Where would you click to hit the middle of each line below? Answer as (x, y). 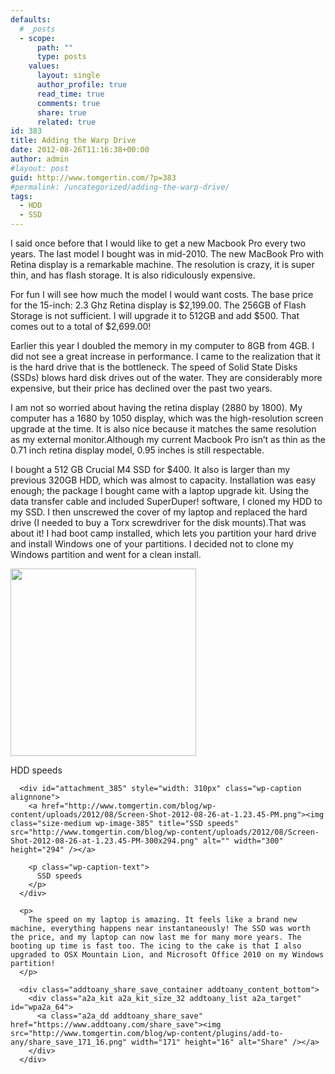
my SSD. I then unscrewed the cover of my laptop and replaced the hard (159, 512)
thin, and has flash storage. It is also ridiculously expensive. (133, 275)
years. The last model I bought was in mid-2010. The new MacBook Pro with (167, 254)
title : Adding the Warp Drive (73, 141)
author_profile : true (82, 85)
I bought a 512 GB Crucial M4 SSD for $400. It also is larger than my (150, 469)
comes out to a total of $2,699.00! (81, 326)
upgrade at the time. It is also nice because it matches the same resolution (163, 429)
